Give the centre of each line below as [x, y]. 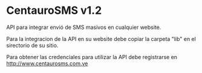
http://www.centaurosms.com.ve [47, 63]
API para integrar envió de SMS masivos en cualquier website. [84, 27]
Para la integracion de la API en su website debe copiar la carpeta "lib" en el [101, 39]
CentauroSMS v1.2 [54, 11]
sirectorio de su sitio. [32, 45]
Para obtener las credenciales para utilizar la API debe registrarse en [92, 57]
